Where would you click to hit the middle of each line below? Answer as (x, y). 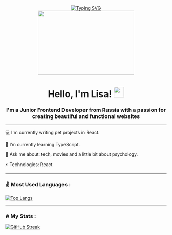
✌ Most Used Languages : (38, 185)
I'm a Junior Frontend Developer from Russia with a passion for (86, 110)
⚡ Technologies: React (29, 165)
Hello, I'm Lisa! (80, 94)
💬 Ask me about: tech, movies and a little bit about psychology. (72, 154)
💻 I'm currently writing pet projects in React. (52, 133)
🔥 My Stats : (21, 216)
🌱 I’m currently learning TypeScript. (43, 145)
